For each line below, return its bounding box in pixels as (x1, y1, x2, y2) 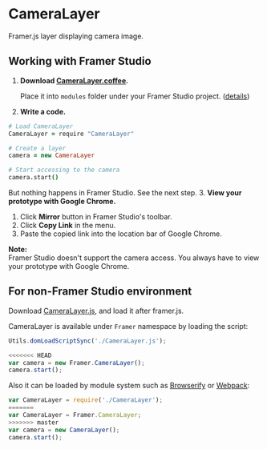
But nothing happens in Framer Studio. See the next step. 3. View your (8, 188, 242, 197)
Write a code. (19, 106, 67, 116)
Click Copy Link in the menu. (19, 221, 116, 230)
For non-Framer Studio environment (8, 285, 192, 299)
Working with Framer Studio (8, 54, 152, 68)
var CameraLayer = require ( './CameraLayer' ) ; (8, 396, 163, 404)
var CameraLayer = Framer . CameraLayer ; (8, 411, 142, 419)
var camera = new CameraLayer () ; (8, 426, 120, 434)
